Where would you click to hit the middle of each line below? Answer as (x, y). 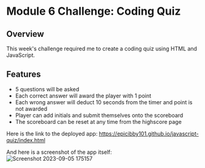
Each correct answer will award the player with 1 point (83, 96)
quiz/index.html (26, 140)
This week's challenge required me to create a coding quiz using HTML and (102, 48)
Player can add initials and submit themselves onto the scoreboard (99, 115)
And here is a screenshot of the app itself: (59, 152)
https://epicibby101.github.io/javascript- (149, 134)
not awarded (31, 109)
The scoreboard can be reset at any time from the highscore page (98, 121)
